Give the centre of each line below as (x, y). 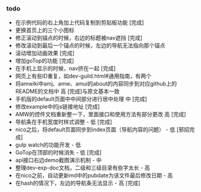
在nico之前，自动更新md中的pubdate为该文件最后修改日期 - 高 (94, 175)
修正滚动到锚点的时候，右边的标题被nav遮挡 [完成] (79, 38)
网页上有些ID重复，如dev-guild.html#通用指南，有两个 (83, 76)
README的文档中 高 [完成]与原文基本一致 (68, 91)
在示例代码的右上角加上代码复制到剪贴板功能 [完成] (79, 23)
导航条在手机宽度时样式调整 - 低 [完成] (64, 122)
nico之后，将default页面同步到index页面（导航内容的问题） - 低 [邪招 (102, 130)
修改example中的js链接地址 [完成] (57, 107)
